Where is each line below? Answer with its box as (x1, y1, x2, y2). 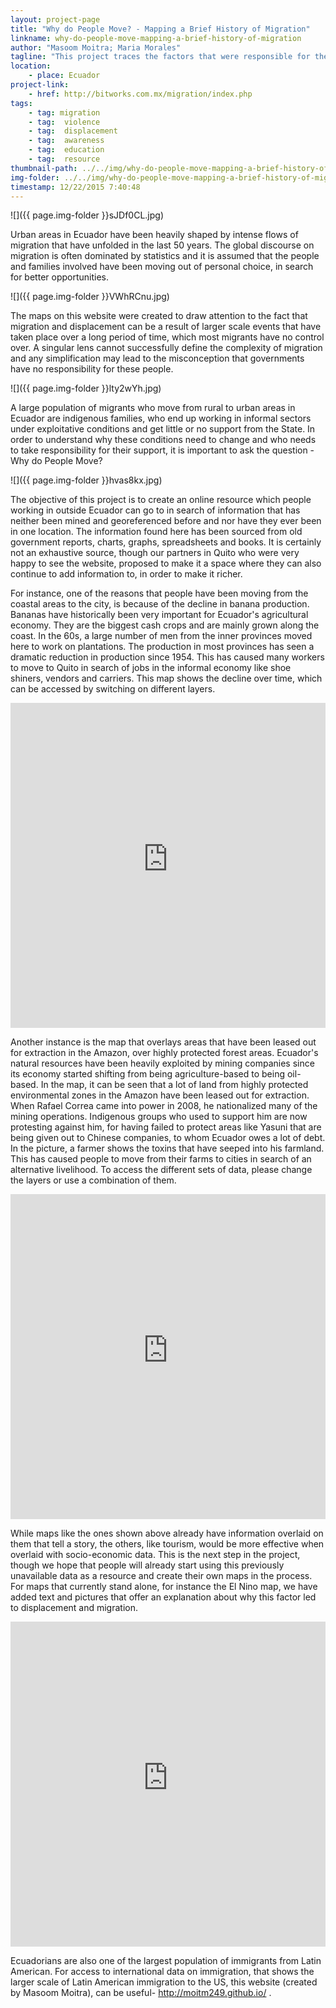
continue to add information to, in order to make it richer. (10, 568, 243, 580)
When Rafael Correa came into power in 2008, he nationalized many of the (10, 1100, 318, 1112)
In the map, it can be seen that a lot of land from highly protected (40, 1079, 309, 1091)
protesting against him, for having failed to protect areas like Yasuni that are (10, 1121, 322, 1133)
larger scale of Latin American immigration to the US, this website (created (10, 1976, 318, 1988)
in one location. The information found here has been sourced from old (10, 526, 303, 538)
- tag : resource (28, 154, 101, 164)
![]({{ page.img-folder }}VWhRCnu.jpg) (10, 291, 170, 303)
